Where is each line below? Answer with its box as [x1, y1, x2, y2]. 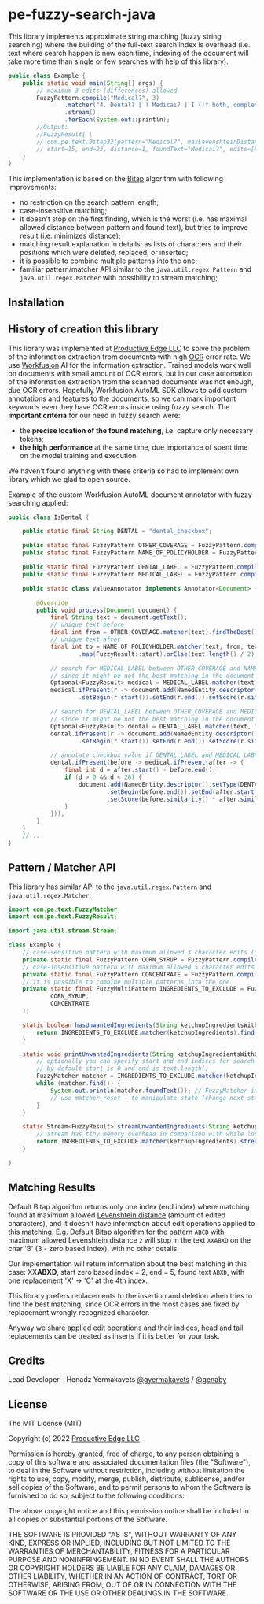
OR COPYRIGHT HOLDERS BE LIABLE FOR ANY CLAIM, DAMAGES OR [8, 1563, 236, 1573]
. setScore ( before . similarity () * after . [106, 795, 241, 803]
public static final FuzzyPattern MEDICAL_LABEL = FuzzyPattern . [22, 570, 241, 578]
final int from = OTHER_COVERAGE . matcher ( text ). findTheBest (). [49, 628, 262, 636]
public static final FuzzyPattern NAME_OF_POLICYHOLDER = [22, 549, 216, 557]
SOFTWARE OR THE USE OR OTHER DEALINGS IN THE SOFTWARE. [8, 1588, 229, 1598]
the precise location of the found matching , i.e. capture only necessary [19, 425, 254, 435]
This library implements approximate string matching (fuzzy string [8, 31, 222, 41]
